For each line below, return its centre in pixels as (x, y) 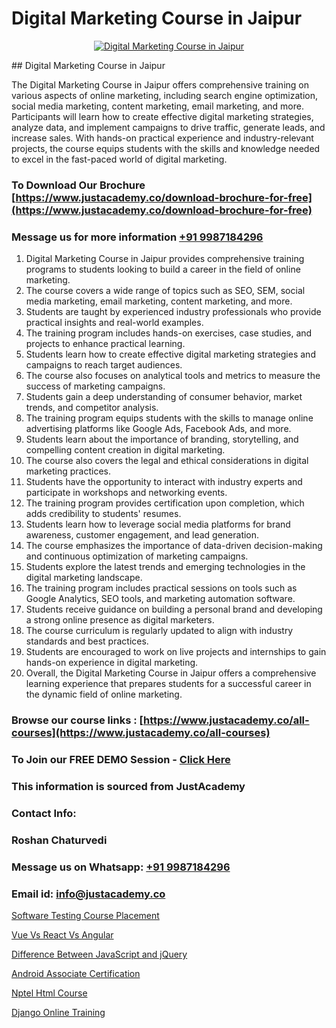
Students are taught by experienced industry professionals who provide (173, 312)
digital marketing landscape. (84, 578)
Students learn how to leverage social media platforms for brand (158, 524)
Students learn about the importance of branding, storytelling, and (162, 439)
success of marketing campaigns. (95, 386)
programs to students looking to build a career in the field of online (163, 269)
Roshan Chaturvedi (59, 840)
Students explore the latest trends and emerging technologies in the (165, 567)
